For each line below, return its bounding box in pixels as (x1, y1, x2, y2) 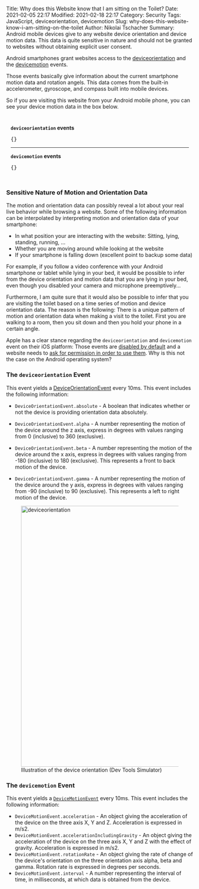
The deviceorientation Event (6, 371, 91, 379)
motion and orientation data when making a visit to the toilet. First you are (6, 312, 187, 320)
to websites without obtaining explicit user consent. (6, 43, 132, 50)
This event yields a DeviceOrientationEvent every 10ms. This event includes (6, 384, 191, 391)
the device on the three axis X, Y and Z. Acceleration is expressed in (14, 819, 182, 826)
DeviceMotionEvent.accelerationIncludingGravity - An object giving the (14, 831, 192, 838)
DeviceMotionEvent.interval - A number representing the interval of (14, 869, 182, 876)
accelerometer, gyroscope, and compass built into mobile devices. (6, 85, 169, 92)
